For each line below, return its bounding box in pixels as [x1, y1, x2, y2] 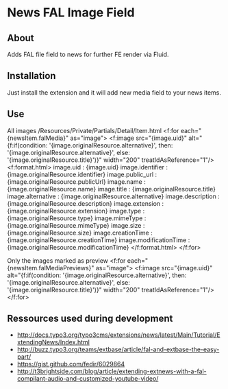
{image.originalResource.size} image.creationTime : [7, 228, 153, 237]
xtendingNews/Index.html [16, 338, 90, 346]
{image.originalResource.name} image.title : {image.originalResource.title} [7, 185, 216, 193]
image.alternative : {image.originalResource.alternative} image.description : [7, 192, 220, 200]
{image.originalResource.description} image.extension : [7, 199, 164, 207]
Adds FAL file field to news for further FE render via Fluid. [7, 50, 169, 58]
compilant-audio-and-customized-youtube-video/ [16, 375, 159, 383]
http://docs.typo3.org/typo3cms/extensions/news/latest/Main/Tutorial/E [16, 331, 220, 339]
